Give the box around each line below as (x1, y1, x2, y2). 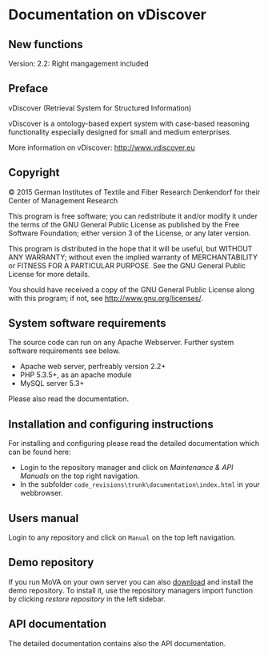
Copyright (8, 166, 60, 179)
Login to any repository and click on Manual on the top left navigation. (8, 532, 236, 542)
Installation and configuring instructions (8, 417, 214, 431)
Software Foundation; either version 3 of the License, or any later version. (8, 228, 251, 238)
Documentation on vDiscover (8, 6, 206, 24)
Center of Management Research (8, 195, 118, 205)
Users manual (8, 511, 79, 525)
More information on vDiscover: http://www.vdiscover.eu (8, 143, 195, 152)
